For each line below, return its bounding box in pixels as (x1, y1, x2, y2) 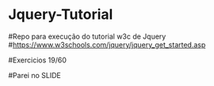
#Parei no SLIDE (8, 70, 61, 80)
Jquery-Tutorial (8, 6, 113, 24)
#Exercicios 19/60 (8, 55, 67, 65)
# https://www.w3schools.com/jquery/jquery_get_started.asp (8, 39, 206, 49)
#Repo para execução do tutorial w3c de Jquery (8, 32, 166, 41)
